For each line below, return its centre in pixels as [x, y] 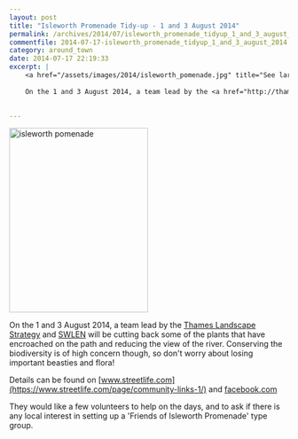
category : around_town [51, 51]
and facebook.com [243, 389]
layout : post [33, 17]
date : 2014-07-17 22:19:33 [59, 59]
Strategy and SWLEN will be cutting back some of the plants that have [137, 334]
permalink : [29, 34]
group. [21, 426]
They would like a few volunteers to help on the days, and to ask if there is [145, 407]
